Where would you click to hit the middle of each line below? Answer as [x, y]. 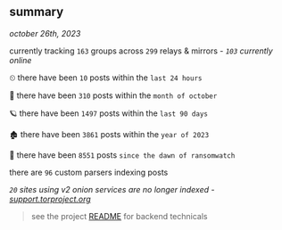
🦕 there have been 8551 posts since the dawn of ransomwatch [122, 155]
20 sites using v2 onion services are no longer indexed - [112, 189]
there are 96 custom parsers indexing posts [89, 172]
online [21, 60]
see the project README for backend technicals [119, 216]
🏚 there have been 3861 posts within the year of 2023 [109, 134]
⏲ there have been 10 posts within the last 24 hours [106, 78]
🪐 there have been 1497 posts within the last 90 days [108, 113]
